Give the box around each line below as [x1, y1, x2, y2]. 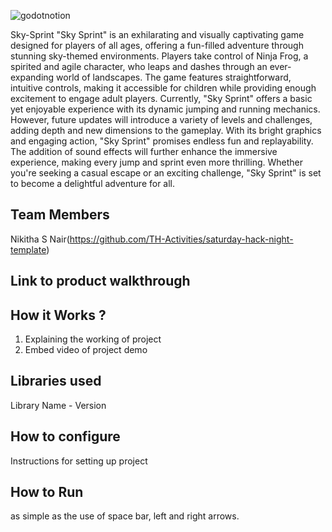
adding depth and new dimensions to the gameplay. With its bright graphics [10, 125, 322, 136]
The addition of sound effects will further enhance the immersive [10, 146, 278, 157]
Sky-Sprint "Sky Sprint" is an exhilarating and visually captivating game [10, 29, 305, 40]
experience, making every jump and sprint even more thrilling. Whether [10, 156, 303, 168]
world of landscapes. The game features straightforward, [56, 71, 292, 83]
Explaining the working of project [24, 333, 162, 345]
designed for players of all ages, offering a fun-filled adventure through [10, 40, 304, 51]
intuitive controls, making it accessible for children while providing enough [10, 82, 317, 94]
